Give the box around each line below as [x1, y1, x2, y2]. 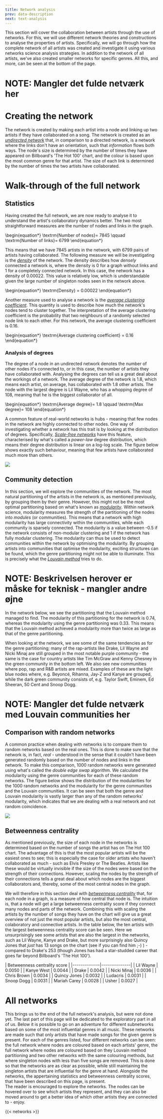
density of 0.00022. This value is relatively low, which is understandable [5, 273, 150, 279]
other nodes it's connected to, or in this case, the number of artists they [5, 366, 149, 371]
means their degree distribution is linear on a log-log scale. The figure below [5, 442, 159, 448]
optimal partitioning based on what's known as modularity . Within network [5, 504, 154, 510]
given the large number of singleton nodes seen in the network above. [5, 278, 146, 284]
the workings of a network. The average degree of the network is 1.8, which [5, 376, 157, 382]
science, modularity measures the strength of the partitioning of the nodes [5, 509, 155, 515]
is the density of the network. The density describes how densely [5, 257, 136, 263]
